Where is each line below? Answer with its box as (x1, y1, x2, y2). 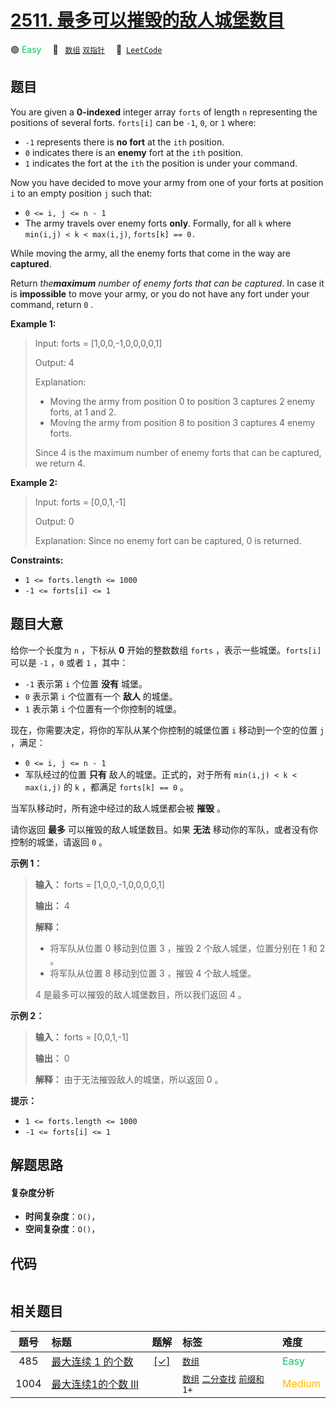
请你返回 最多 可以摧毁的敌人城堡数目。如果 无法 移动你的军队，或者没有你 (10, 823, 318, 835)
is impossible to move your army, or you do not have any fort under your (10, 287, 310, 300)
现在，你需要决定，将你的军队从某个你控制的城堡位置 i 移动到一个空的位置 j (10, 724, 325, 736)
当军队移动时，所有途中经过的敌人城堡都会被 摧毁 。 (10, 802, 226, 814)
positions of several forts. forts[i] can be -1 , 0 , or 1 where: (10, 116, 257, 128)
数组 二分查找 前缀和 (182, 1373, 265, 1385)
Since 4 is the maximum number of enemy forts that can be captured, (34, 446, 322, 458)
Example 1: (10, 317, 57, 330)
